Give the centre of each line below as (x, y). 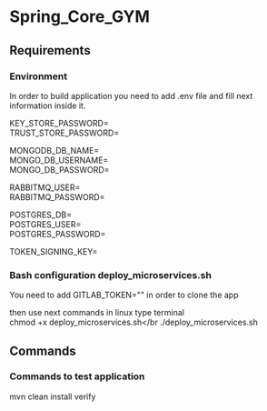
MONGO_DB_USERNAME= (59, 160)
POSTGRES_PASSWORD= (58, 234)
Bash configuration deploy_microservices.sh (110, 275)
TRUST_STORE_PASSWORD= (64, 133)
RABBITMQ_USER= (45, 187)
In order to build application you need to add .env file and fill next (131, 95)
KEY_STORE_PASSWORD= (59, 123)
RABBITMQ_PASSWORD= (57, 196)
